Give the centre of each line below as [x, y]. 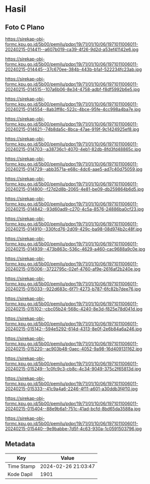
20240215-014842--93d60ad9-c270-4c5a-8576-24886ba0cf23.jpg [75, 209]
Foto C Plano [25, 27]
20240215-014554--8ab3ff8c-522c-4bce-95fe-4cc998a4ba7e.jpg [73, 109]
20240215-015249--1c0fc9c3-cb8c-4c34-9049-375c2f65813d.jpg [73, 369]
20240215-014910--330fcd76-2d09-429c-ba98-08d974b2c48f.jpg [74, 229]
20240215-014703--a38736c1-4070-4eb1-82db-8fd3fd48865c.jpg [73, 149]
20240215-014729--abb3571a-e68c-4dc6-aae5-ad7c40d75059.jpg [74, 169]
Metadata [20, 444]
